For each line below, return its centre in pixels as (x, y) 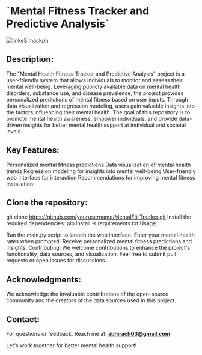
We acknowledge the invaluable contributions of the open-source (87, 294)
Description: (30, 59)
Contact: (23, 319)
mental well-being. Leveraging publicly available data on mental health (93, 86)
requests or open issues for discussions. (57, 261)
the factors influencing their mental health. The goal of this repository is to (98, 112)
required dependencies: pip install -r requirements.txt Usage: (82, 223)
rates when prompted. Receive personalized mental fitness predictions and (99, 241)
